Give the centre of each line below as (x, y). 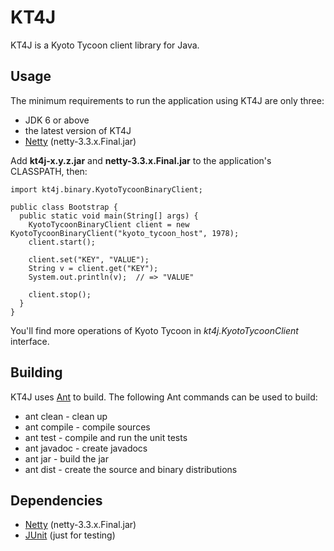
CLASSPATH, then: (49, 171)
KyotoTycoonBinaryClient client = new (109, 224)
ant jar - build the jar (66, 458)
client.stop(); (60, 294)
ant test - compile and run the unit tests (106, 437)
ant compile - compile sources (87, 427)
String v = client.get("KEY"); (93, 268)
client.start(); (62, 242)
